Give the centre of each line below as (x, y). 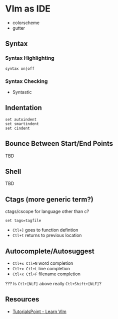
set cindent (17, 128)
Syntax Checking (26, 81)
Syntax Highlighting (30, 58)
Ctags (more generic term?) (49, 199)
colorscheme (26, 23)
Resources (22, 299)
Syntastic (22, 92)
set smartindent (22, 124)
